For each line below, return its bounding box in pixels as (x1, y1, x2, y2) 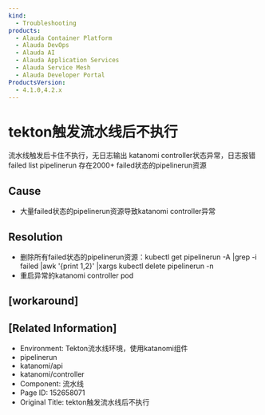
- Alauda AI (15, 49, 56, 57)
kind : (8, 11, 26, 20)
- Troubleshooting (15, 19, 77, 27)
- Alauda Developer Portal (15, 71, 105, 79)
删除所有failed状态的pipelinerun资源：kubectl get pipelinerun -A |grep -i (19, 252, 257, 262)
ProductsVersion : (8, 78, 66, 86)
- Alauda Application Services (15, 57, 120, 65)
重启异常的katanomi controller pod (19, 271, 134, 280)
